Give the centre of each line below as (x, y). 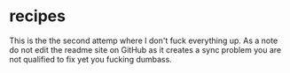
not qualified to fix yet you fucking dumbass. (91, 59)
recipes (38, 16)
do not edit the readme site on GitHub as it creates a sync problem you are (145, 49)
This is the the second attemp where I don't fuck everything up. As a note (144, 40)
